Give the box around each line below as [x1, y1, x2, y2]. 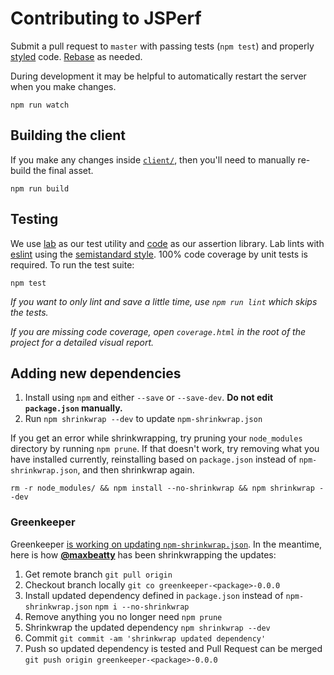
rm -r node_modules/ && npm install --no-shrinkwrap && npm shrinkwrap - [10, 483, 325, 494]
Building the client [10, 127, 126, 144]
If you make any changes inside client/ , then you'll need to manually [10, 153, 296, 166]
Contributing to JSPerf [10, 7, 202, 30]
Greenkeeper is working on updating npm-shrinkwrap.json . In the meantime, [10, 538, 323, 550]
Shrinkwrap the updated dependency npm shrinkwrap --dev [24, 621, 271, 633]
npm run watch [10, 100, 70, 110]
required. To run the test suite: [10, 258, 135, 271]
